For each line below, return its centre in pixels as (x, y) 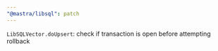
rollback (18, 41)
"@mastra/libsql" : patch (43, 14)
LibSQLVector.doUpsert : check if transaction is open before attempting (109, 34)
